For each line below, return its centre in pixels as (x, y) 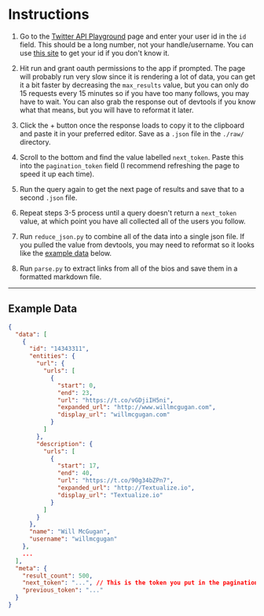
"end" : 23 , (75, 393)
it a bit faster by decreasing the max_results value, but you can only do (134, 85)
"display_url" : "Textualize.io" (110, 495)
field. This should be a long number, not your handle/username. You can (136, 44)
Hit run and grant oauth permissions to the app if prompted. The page (132, 68)
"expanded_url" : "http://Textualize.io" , (126, 488)
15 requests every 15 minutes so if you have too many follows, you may (134, 93)
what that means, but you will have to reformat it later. (106, 110)
